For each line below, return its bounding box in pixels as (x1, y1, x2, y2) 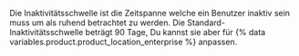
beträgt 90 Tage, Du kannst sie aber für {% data (85, 27, 266, 37)
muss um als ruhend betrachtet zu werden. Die (9, 17, 185, 28)
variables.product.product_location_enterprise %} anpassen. (9, 36, 238, 47)
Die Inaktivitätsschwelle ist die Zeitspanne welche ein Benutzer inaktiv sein (9, 8, 290, 18)
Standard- (186, 17, 226, 28)
